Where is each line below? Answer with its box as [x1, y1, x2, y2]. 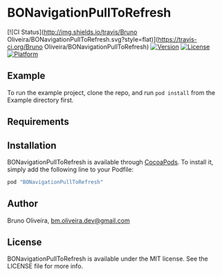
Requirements [7, 116, 69, 128]
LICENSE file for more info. [7, 262, 84, 270]
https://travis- [158, 35, 197, 43]
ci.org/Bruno [7, 42, 43, 51]
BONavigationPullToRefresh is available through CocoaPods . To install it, [7, 157, 214, 166]
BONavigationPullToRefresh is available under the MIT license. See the [7, 255, 209, 263]
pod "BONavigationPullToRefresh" [7, 178, 104, 185]
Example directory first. [7, 96, 74, 104]
